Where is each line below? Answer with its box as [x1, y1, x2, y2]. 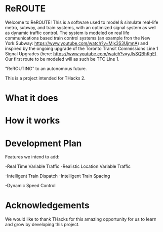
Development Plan [5, 138, 82, 149]
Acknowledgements [5, 200, 90, 211]
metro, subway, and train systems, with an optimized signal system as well [5, 24, 157, 30]
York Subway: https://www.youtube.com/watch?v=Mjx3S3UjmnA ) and [5, 40, 148, 46]
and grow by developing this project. [5, 222, 80, 228]
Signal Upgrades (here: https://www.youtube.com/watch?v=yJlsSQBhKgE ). [5, 50, 158, 57]
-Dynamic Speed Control [5, 183, 56, 189]
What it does [5, 92, 58, 104]
